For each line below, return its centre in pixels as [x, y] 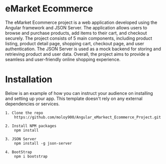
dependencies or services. [33, 104]
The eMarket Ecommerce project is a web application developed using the [81, 22]
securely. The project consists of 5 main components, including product [79, 38]
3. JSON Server [21, 139]
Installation [29, 80]
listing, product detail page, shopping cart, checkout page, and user [75, 43]
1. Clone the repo [24, 113]
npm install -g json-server [43, 143]
